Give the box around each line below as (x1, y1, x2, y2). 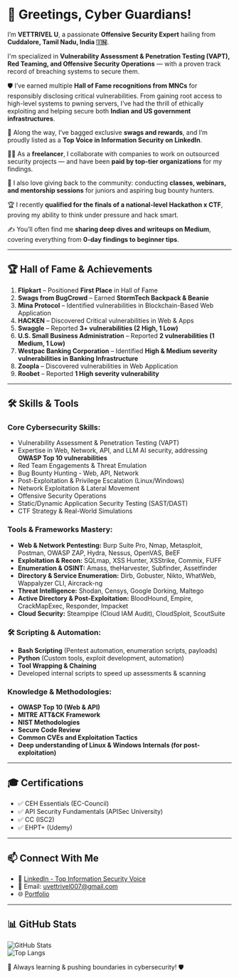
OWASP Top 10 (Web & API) (17, 703, 101, 712)
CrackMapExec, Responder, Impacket (17, 601, 129, 610)
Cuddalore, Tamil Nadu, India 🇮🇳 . (7, 37, 110, 46)
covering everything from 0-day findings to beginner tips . (7, 235, 179, 243)
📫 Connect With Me (7, 852, 100, 864)
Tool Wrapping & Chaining (17, 661, 97, 670)
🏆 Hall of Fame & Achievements (7, 263, 153, 275)
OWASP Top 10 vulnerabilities (17, 454, 108, 462)
